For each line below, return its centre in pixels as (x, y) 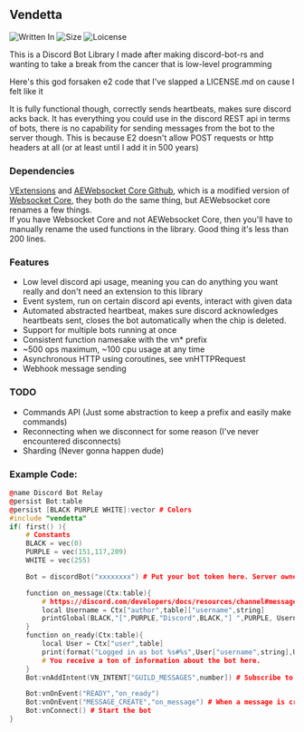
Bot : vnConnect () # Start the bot (89, 711)
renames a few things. (51, 210)
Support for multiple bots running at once (100, 330)
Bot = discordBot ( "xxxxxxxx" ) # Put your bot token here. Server (152, 576)
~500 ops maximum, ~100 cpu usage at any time (114, 349)
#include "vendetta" (48, 518)
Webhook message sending (74, 369)
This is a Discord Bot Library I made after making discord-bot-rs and (137, 54)
